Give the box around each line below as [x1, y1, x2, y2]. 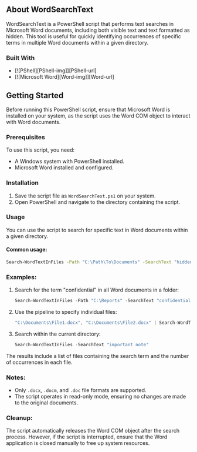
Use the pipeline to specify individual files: [14, 309, 117, 316]
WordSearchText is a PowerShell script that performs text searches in [6, 20, 174, 27]
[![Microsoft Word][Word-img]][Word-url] [14, 73, 114, 81]
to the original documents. [14, 399, 78, 406]
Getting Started [6, 91, 64, 101]
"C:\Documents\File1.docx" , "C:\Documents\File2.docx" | [14, 320, 157, 326]
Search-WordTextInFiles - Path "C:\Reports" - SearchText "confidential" [14, 298, 193, 304]
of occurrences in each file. [6, 359, 73, 366]
